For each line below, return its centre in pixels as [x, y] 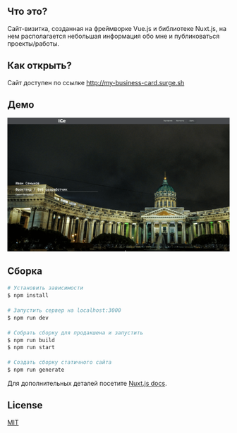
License [25, 405]
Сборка [25, 271]
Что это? [28, 12]
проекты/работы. [34, 43]
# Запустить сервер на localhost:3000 [64, 310]
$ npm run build [31, 340]
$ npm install [28, 296]
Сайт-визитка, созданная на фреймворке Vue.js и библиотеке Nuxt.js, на [117, 28]
